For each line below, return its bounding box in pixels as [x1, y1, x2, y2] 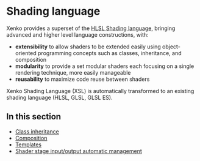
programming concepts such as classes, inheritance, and [37, 49, 182, 56]
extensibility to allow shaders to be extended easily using [15, 43, 162, 50]
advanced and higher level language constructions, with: [6, 31, 149, 38]
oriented [15, 49, 37, 56]
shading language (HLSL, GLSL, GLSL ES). [6, 94, 113, 101]
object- [162, 43, 181, 50]
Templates [15, 141, 41, 148]
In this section [6, 111, 62, 122]
